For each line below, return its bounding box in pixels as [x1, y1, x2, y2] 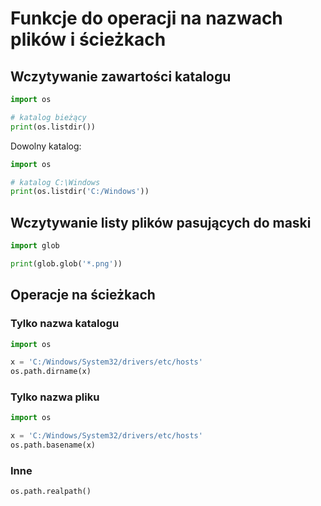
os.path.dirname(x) [10, 367, 92, 377]
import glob [10, 241, 60, 251]
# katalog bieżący [10, 112, 87, 122]
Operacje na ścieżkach [10, 287, 156, 304]
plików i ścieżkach [10, 28, 167, 51]
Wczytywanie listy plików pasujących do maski [10, 214, 312, 231]
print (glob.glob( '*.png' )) [10, 258, 123, 269]
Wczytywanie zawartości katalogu [10, 68, 232, 85]
